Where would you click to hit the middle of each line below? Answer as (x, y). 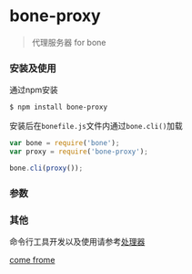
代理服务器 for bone (69, 42)
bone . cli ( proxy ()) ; (46, 168)
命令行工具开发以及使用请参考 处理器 (77, 241)
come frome (32, 259)
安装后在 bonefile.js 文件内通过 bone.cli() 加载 (96, 126)
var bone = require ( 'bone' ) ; (65, 143)
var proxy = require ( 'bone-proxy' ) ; (79, 152)
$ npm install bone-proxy (58, 107)
